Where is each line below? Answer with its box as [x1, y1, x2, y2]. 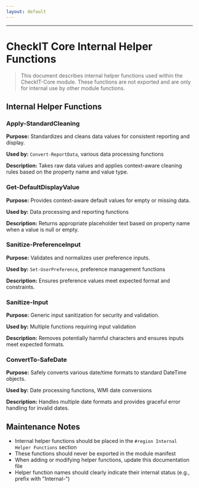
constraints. [6, 283, 36, 290]
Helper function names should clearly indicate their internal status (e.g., [14, 469, 190, 476]
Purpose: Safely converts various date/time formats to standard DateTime [6, 369, 187, 376]
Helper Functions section [14, 444, 77, 451]
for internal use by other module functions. [20, 84, 126, 92]
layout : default [6, 8, 46, 15]
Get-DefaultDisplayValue [6, 183, 80, 191]
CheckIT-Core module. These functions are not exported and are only [20, 78, 191, 85]
